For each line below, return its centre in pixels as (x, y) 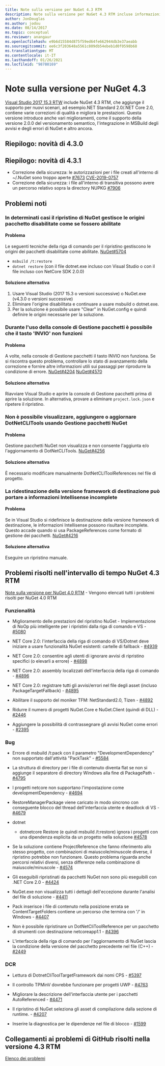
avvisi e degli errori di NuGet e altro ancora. (49, 129)
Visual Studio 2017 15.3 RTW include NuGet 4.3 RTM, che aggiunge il (75, 102)
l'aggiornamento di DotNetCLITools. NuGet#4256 (55, 451)
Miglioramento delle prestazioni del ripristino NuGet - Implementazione (84, 621)
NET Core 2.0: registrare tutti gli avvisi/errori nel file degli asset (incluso (84, 685)
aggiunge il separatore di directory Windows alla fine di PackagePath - (83, 773)
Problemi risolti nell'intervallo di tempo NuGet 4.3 (82, 573)
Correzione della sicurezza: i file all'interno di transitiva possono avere (83, 183)
